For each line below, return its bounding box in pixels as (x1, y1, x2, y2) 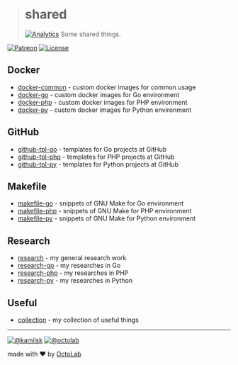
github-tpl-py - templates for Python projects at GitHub (17, 159, 179, 169)
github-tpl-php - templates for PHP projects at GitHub (17, 152, 175, 161)
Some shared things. (60, 30, 121, 38)
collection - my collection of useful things (17, 315, 140, 324)
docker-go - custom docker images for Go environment (17, 90, 180, 99)
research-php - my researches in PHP (17, 269, 129, 277)
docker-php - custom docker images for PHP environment (17, 98, 188, 106)
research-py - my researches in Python (17, 276, 133, 285)
